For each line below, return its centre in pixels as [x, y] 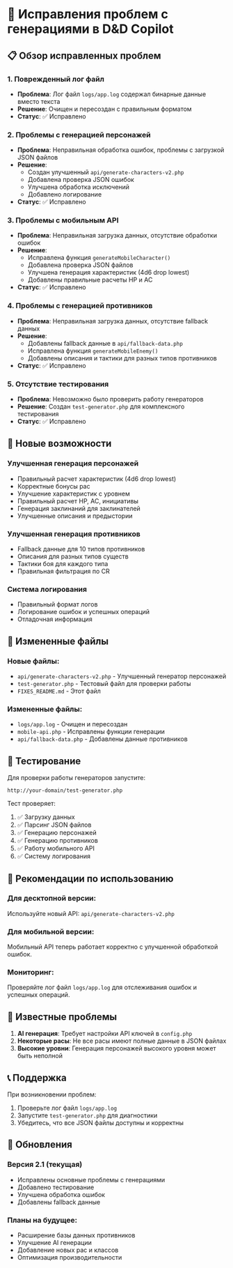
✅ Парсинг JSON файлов [54, 825]
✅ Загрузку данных [46, 817]
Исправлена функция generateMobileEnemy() [93, 351]
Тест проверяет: [31, 804]
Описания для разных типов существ [73, 556]
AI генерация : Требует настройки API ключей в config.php [105, 1034]
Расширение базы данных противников [76, 1235]
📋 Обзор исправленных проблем [84, 55]
